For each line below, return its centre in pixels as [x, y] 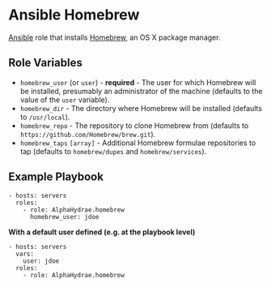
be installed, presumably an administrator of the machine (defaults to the [141, 91]
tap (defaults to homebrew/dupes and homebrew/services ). [113, 151]
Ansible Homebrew [74, 15]
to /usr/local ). [45, 117]
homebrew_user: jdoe [64, 216]
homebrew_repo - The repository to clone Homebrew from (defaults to [134, 125]
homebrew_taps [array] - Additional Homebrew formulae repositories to [138, 143]
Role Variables [45, 63]
